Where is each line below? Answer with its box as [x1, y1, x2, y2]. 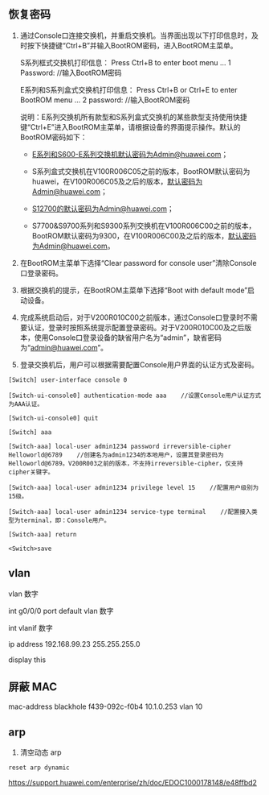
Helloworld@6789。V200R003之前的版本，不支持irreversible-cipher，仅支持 [8, 459, 243, 467]
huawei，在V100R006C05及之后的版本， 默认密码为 [31, 176, 203, 186]
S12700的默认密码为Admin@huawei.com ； [31, 204, 174, 213]
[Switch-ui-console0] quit [8, 414, 99, 422]
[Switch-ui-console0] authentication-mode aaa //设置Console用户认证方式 [8, 391, 262, 400]
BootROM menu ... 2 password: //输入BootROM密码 [19, 95, 190, 105]
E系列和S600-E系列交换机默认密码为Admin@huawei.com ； [31, 149, 229, 159]
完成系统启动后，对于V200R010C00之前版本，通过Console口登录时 [19, 313, 244, 322]
